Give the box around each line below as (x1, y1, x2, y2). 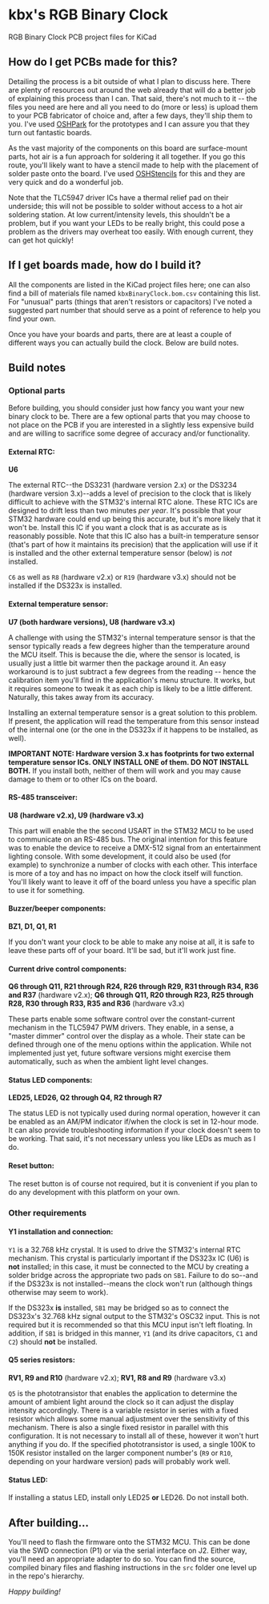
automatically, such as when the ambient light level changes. (8, 1057, 209, 1067)
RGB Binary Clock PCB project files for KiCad (8, 32, 158, 42)
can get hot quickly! (8, 235, 74, 245)
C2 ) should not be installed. (8, 1337, 98, 1346)
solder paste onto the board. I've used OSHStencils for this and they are (8, 168, 246, 178)
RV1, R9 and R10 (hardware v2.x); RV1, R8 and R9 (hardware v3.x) (8, 1373, 227, 1382)
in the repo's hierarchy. (8, 1571, 85, 1581)
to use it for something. (8, 885, 86, 894)
